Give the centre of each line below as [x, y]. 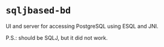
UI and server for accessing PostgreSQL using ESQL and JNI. [82, 26]
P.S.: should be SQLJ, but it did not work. [57, 37]
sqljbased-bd [38, 11]
